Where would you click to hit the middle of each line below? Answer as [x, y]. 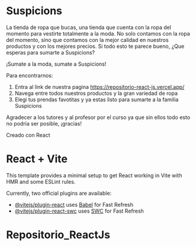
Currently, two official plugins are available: [59, 193]
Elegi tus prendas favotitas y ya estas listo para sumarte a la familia [97, 100]
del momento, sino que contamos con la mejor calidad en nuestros [87, 40]
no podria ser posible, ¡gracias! [44, 123]
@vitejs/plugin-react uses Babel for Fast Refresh [74, 204]
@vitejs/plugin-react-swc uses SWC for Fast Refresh [79, 211]
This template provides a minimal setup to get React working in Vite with [94, 175]
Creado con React [28, 135]
